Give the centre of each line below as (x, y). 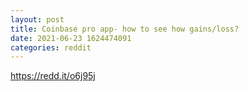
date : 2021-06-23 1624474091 (71, 38)
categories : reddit (51, 47)
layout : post (37, 19)
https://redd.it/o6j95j (53, 76)
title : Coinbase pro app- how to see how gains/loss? (125, 29)
